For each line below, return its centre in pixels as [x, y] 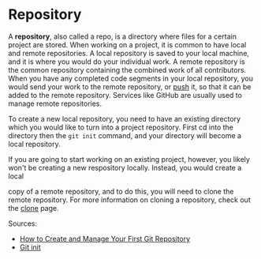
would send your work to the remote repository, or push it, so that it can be [130, 86]
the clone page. [34, 208]
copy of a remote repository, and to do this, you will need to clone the [121, 191]
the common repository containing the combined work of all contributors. [127, 69]
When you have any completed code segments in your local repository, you [131, 78]
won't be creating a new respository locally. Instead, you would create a [125, 167]
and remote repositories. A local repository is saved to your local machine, [129, 53]
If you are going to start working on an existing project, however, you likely [129, 159]
